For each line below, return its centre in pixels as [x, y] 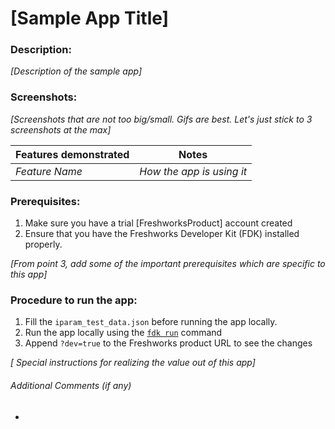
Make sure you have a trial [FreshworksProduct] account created [158, 223]
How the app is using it [193, 171]
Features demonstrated [72, 154]
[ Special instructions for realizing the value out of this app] [133, 363]
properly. [43, 244]
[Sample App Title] [90, 18]
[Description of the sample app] [76, 71]
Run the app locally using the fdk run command [123, 333]
